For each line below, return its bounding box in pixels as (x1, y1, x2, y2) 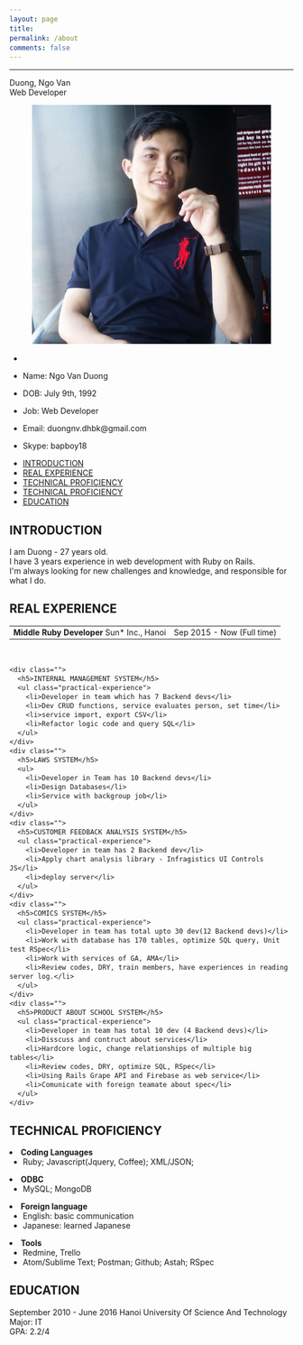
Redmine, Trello (22, 1247, 81, 1257)
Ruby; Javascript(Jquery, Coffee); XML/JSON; (22, 1156, 195, 1167)
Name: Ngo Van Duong (22, 371, 108, 382)
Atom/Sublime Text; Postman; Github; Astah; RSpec (22, 1257, 215, 1267)
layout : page (9, 14, 59, 23)
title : (9, 23, 34, 33)
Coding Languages (21, 1147, 93, 1157)
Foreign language (21, 1201, 88, 1211)
